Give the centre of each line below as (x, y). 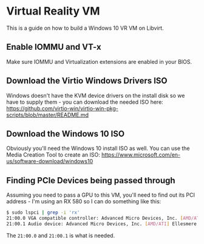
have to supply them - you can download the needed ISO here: (85, 102)
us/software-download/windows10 (49, 161)
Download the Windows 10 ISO (66, 134)
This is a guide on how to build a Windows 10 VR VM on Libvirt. (85, 28)
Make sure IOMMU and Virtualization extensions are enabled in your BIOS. (99, 61)
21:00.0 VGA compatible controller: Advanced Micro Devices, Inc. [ (95, 219)
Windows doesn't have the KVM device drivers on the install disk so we (96, 95)
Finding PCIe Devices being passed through (91, 180)
